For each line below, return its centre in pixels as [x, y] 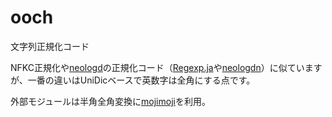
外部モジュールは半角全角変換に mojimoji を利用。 [110, 101]
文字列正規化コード [50, 46]
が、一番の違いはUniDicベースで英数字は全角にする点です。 [133, 80]
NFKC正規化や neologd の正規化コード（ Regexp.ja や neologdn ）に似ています [166, 67]
